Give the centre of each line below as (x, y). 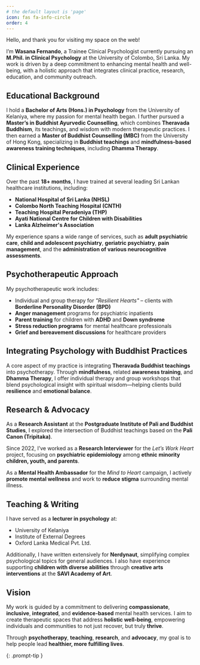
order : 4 (17, 23)
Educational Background (53, 95)
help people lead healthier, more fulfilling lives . (65, 644)
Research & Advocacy (48, 410)
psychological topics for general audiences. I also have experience (88, 561)
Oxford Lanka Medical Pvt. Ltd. (53, 543)
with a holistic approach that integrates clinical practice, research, (104, 71)
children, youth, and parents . (43, 461)
